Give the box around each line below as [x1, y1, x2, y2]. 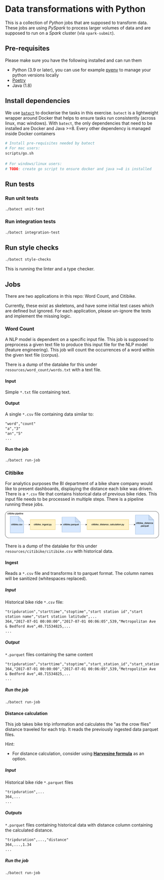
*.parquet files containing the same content [5, 651, 93, 658]
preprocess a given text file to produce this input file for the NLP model [5, 342, 148, 348]
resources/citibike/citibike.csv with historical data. [5, 548, 114, 554]
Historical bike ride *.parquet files [5, 779, 73, 785]
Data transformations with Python [5, 3, 145, 15]
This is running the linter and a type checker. [5, 266, 95, 272]
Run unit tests [5, 195, 39, 202]
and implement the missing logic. [5, 313, 72, 319]
